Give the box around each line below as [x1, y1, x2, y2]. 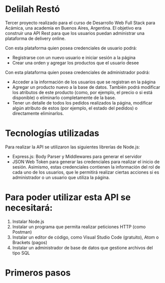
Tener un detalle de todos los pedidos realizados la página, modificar [12, 100, 153, 106]
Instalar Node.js [12, 218, 44, 224]
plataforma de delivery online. [5, 35, 66, 41]
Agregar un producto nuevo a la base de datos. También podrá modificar [12, 84, 161, 90]
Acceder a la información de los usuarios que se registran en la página [12, 79, 156, 85]
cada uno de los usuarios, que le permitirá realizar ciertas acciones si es [12, 169, 159, 175]
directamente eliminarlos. [12, 110, 64, 116]
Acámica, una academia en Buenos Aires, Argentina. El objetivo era [5, 25, 142, 31]
